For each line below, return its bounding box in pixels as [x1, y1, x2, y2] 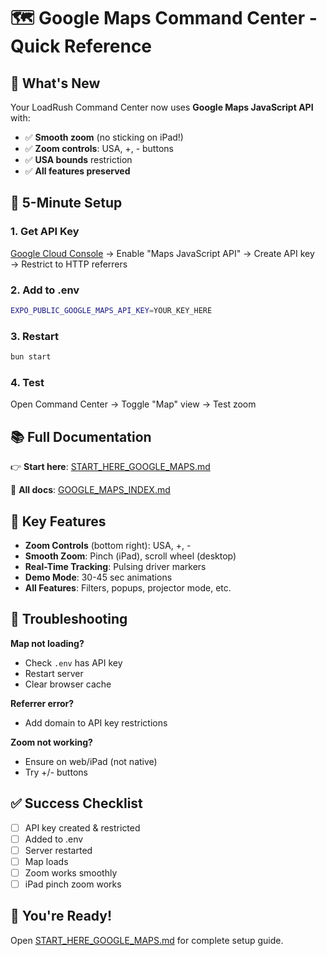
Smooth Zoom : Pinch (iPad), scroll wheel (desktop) [24, 550, 237, 562]
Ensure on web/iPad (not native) [24, 755, 158, 767]
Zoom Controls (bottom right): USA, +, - [24, 539, 192, 551]
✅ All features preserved [24, 165, 131, 177]
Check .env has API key [24, 656, 123, 669]
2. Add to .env [10, 283, 80, 297]
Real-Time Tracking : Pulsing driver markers [24, 560, 207, 572]
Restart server [24, 667, 84, 679]
